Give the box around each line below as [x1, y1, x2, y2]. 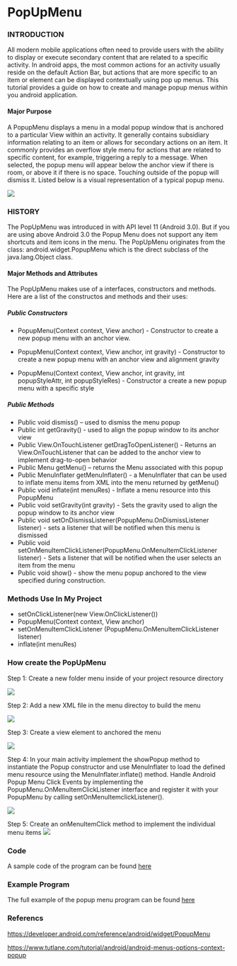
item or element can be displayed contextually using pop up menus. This [7, 76, 219, 84]
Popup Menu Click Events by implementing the [7, 777, 144, 786]
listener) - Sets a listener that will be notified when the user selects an [17, 554, 221, 562]
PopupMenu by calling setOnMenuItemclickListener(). [7, 792, 165, 801]
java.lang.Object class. [7, 252, 73, 261]
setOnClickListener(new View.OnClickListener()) [17, 610, 158, 619]
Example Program [7, 880, 70, 889]
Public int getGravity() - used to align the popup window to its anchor [17, 426, 219, 434]
